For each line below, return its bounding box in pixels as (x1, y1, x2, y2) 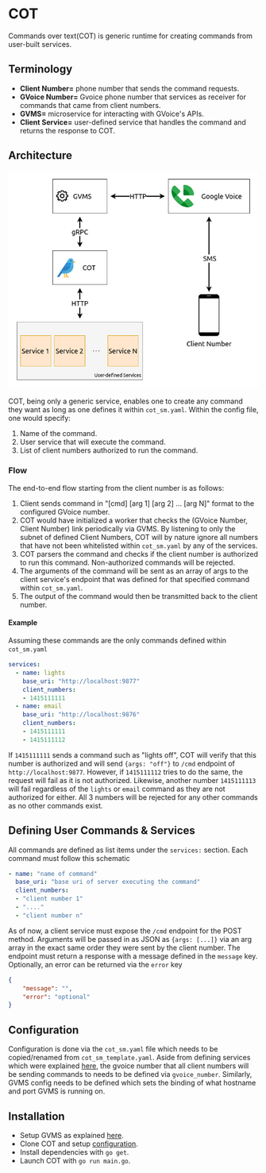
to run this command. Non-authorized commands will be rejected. (19, 558, 236, 567)
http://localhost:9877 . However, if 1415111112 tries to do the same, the (8, 767, 244, 777)
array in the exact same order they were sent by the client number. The (8, 943, 241, 952)
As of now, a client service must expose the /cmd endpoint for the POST (8, 926, 242, 936)
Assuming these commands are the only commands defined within (8, 636, 227, 645)
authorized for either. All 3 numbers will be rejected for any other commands (8, 792, 258, 802)
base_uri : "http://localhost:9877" (22, 677, 141, 685)
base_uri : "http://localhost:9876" (22, 711, 141, 719)
